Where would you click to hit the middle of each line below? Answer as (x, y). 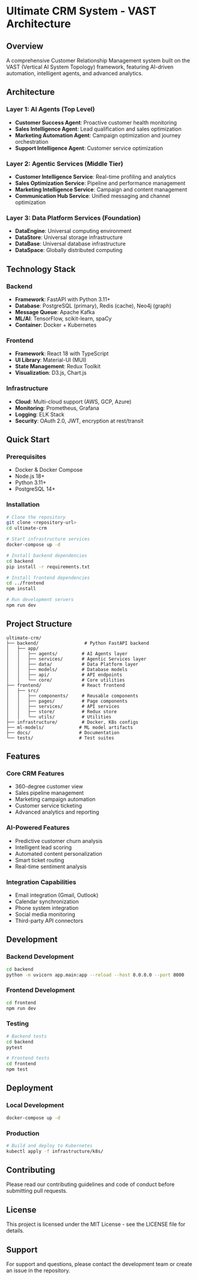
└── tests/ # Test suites (60, 738)
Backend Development (40, 957)
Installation (23, 505)
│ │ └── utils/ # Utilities (59, 717)
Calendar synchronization (47, 901)
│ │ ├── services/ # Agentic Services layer (76, 659)
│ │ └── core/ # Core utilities (66, 680)
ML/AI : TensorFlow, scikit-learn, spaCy (63, 318)
